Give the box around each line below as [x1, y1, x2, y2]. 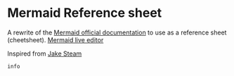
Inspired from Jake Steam [7, 49, 82, 58]
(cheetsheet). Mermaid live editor [7, 35, 104, 44]
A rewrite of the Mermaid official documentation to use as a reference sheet [7, 28, 227, 37]
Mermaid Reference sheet [7, 5, 162, 21]
